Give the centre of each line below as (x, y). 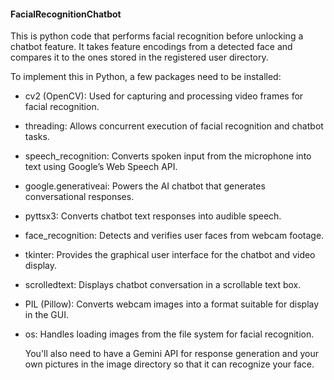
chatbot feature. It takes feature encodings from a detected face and (151, 47)
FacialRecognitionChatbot (66, 14)
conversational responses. (79, 197)
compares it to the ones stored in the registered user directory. (139, 57)
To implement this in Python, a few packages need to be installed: (146, 77)
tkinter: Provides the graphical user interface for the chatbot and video (170, 255)
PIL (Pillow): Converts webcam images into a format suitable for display (172, 304)
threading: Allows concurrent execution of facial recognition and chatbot (174, 126)
